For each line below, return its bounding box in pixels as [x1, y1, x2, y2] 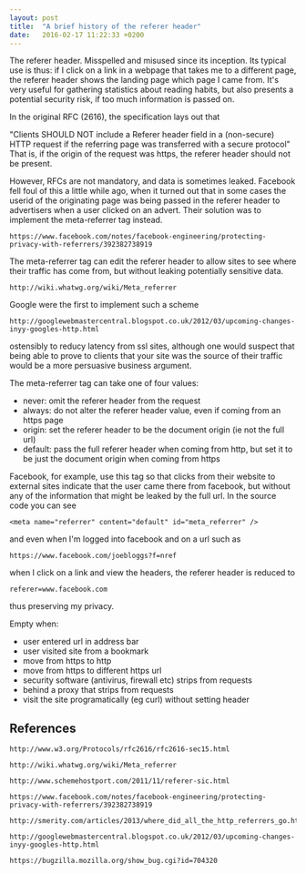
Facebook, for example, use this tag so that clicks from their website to [9, 471, 276, 483]
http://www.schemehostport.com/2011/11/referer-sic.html [9, 777, 230, 786]
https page [22, 415, 64, 426]
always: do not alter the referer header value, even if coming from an [22, 405, 281, 416]
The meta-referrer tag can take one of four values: [9, 378, 199, 389]
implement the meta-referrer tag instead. [9, 215, 163, 226]
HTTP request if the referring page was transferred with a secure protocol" [9, 138, 291, 150]
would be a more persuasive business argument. [9, 361, 192, 371]
